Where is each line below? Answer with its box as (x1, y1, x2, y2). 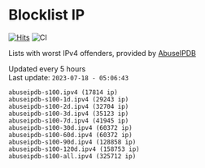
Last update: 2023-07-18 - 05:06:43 (8, 72, 129, 82)
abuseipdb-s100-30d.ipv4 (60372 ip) (8, 123, 133, 131)
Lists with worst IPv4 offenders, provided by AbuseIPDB (8, 48, 197, 58)
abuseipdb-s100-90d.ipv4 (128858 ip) (8, 138, 137, 146)
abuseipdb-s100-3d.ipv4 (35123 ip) (8, 110, 129, 118)
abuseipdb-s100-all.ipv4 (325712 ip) (8, 152, 137, 160)
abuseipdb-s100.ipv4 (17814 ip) (8, 88, 118, 97)
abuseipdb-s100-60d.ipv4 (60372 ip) (8, 131, 133, 139)
